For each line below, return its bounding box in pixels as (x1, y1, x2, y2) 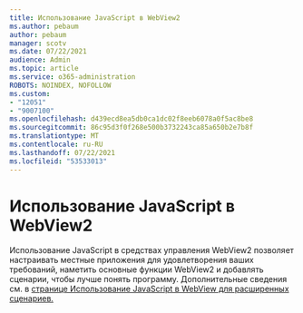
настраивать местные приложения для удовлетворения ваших (9, 255, 254, 266)
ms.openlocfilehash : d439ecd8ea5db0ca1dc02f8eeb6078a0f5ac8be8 (9, 114, 254, 123)
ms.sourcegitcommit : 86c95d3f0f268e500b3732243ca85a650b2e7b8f (9, 123, 254, 132)
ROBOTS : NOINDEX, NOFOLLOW (9, 81, 112, 90)
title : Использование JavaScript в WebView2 (9, 13, 181, 23)
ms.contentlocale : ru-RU (9, 140, 103, 149)
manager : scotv (9, 38, 67, 48)
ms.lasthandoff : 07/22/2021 (9, 148, 116, 157)
